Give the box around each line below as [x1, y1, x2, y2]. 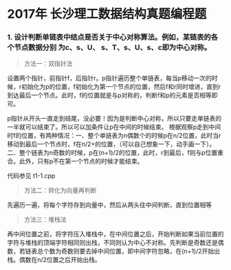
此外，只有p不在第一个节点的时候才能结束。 [19, 157, 144, 165]
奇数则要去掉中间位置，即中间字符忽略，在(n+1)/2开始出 [60, 247, 221, 256]
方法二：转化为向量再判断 [23, 186, 97, 195]
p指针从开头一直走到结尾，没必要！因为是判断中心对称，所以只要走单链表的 [7, 114, 222, 123]
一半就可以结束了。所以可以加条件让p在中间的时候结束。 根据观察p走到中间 [7, 123, 221, 131]
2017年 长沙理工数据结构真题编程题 [7, 6, 207, 22]
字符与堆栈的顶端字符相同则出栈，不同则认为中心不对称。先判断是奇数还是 [7, 238, 218, 247]
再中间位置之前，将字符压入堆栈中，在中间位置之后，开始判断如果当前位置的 [7, 230, 224, 238]
